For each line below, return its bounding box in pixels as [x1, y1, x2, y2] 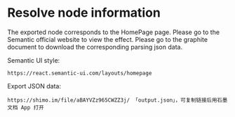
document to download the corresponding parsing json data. [7, 42, 183, 51]
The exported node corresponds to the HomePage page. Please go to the [7, 28, 220, 36]
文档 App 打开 [7, 104, 44, 111]
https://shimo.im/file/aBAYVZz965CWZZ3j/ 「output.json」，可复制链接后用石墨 [7, 96, 228, 104]
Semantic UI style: [7, 56, 60, 64]
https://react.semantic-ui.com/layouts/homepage [7, 70, 152, 77]
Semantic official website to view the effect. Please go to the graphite [7, 35, 208, 43]
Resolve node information [7, 5, 161, 21]
